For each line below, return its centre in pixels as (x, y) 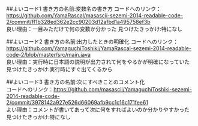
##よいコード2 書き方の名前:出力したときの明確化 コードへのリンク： (92, 42)
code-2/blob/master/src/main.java (49, 55)
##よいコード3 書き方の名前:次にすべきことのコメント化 (76, 82)
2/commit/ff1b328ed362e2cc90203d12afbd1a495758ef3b (79, 22)
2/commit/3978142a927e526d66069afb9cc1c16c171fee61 (77, 102)
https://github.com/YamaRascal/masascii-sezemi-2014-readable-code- (95, 16)
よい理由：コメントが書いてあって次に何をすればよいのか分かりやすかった (98, 110)
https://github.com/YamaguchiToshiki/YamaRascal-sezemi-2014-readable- (99, 48)
